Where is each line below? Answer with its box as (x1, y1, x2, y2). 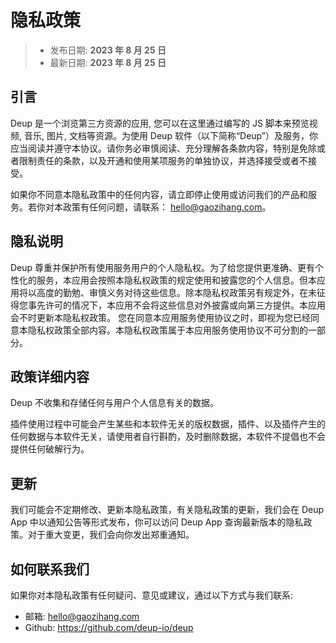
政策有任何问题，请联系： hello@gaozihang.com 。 (62, 201, 272, 213)
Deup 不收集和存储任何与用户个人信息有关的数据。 (10, 397, 220, 409)
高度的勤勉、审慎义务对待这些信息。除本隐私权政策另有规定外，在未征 (36, 286, 326, 298)
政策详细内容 (10, 368, 90, 385)
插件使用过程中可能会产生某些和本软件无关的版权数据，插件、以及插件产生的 (10, 418, 326, 430)
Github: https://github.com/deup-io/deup (24, 622, 194, 633)
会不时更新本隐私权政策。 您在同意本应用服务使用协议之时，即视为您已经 (10, 311, 311, 323)
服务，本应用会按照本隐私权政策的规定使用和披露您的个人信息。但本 (36, 274, 317, 286)
